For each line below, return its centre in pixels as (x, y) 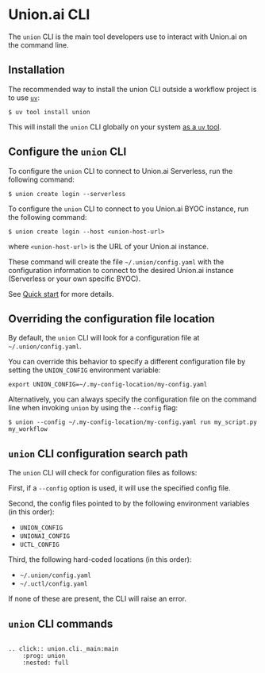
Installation (36, 70)
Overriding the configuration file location (112, 319)
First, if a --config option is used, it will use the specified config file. (119, 488)
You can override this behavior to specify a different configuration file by (127, 362)
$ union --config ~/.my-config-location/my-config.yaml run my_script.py (133, 422)
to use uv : (24, 98)
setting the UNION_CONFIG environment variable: (84, 370)
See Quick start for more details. (61, 294)
